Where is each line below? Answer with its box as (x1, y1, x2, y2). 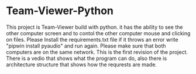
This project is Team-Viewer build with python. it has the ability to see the (6, 23, 183, 31)
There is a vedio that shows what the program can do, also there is (6, 55, 167, 62)
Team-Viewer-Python (6, 4, 114, 18)
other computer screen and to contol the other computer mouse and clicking (6, 29, 191, 36)
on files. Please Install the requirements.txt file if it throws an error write (6, 36, 178, 43)
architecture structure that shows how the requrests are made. (6, 60, 157, 68)
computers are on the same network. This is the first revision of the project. (6, 48, 188, 55)
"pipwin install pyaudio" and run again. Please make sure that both (6, 42, 166, 49)
